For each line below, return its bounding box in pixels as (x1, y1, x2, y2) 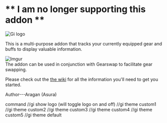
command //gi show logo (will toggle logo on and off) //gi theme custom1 (5, 101, 156, 107)
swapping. (5, 67, 27, 73)
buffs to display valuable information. (5, 46, 82, 52)
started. (5, 82, 22, 88)
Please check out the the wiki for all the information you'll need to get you (5, 76, 158, 82)
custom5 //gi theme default (5, 112, 62, 118)
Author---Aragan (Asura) (5, 91, 57, 97)
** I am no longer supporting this (5, 4, 146, 15)
